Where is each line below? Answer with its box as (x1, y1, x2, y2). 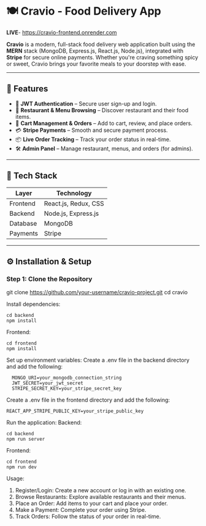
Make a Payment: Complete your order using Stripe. (15, 506, 147, 514)
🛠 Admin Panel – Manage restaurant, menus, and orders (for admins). (15, 145, 193, 152)
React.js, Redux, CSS (44, 199, 104, 208)
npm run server (6, 436, 45, 443)
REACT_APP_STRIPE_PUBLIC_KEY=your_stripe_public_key (6, 408, 144, 414)
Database (9, 219, 37, 227)
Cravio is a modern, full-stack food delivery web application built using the (6, 40, 196, 48)
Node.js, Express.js (44, 209, 99, 218)
